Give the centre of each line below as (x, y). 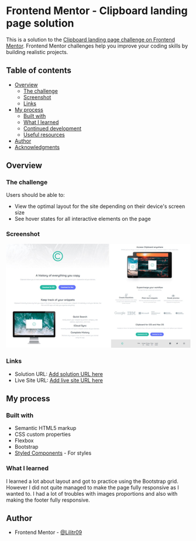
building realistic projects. (37, 52)
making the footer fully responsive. (48, 500)
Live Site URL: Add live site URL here (59, 380)
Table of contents (39, 71)
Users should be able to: (36, 195)
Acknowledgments (37, 147)
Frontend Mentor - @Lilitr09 (48, 532)
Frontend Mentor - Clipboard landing (97, 11)
